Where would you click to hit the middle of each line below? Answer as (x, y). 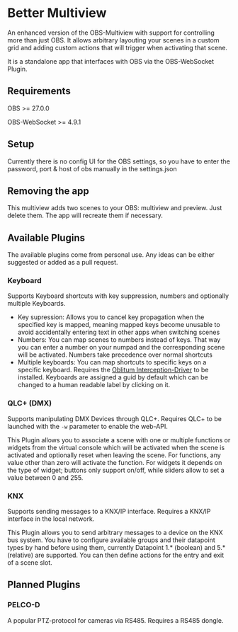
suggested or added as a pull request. (63, 263)
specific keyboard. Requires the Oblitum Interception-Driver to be (113, 370)
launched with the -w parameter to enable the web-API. (87, 426)
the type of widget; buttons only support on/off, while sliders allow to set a (116, 470)
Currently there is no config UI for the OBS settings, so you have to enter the (119, 161)
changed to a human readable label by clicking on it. (94, 385)
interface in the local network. (51, 519)
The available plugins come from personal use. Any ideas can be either (111, 255)
